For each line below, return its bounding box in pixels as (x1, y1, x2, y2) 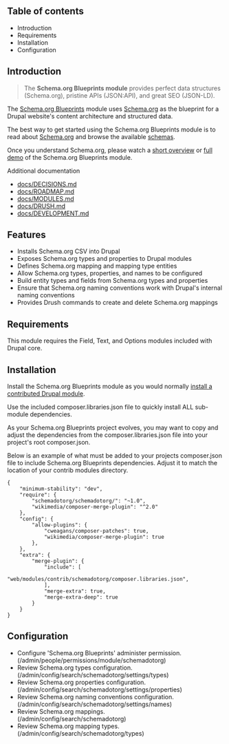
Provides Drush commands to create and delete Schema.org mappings (17, 299, 218, 307)
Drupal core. (7, 344, 43, 352)
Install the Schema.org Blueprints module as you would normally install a (7, 382, 212, 391)
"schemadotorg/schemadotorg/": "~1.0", (32, 498, 146, 504)
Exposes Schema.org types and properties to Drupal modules (17, 255, 193, 263)
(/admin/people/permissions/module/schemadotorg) (17, 656, 166, 664)
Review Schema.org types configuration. (17, 663, 133, 672)
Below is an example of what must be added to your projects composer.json (7, 451, 222, 460)
